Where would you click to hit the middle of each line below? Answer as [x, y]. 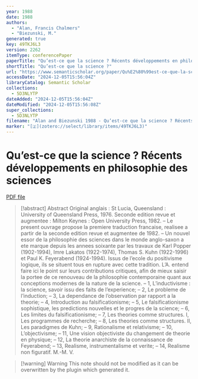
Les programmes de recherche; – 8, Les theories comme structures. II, [106, 321]
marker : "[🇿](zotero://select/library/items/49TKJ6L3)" [77, 127]
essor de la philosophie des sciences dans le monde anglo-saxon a [102, 240]
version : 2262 [24, 50]
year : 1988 [19, 11]
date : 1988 [19, 17]
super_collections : [30, 110]
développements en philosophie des [97, 168]
